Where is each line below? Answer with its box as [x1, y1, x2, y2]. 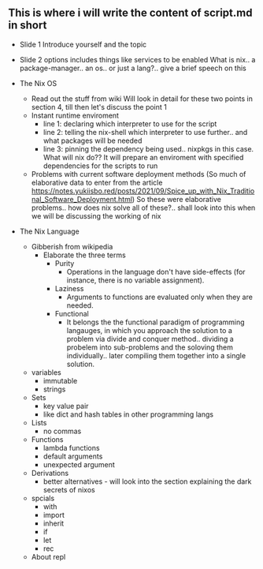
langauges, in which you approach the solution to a [66, 325, 232, 335]
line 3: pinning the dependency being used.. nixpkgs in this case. [43, 144, 254, 153]
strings [43, 384, 66, 394]
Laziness [54, 283, 84, 293]
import [43, 510, 65, 519]
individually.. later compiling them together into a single [66, 350, 246, 360]
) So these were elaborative [131, 194, 222, 204]
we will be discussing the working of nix [31, 211, 161, 220]
